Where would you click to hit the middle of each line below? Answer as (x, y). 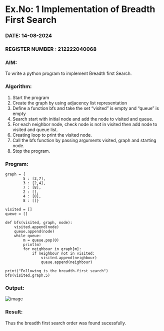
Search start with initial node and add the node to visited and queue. (83, 119)
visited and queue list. (35, 130)
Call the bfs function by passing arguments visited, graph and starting (84, 140)
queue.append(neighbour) (67, 262)
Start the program (31, 97)
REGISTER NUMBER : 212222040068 (51, 49)
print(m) (32, 245)
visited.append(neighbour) (69, 258)
